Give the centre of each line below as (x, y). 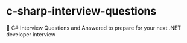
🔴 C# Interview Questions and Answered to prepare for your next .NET (94, 28)
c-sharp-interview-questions (81, 11)
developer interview (31, 34)
